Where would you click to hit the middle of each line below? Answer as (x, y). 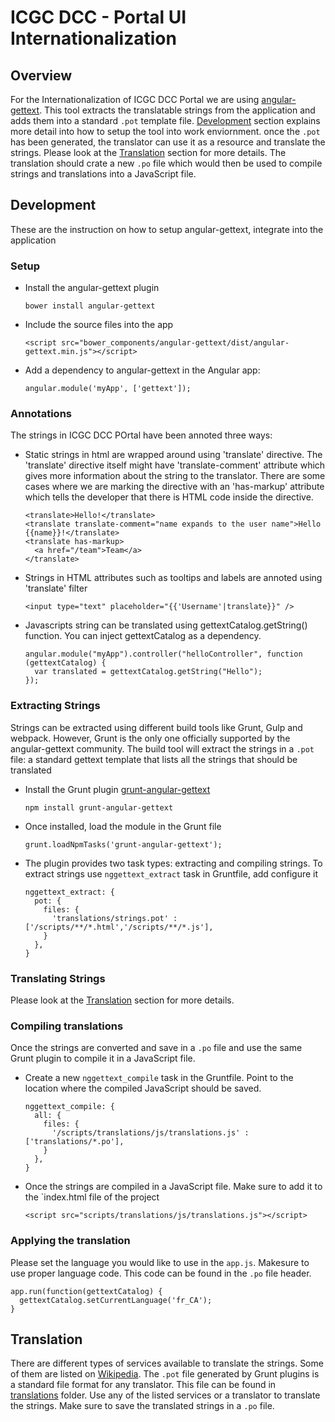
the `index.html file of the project (92, 1197)
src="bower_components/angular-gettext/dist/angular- (175, 343)
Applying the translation (70, 1241)
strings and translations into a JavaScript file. (103, 174)
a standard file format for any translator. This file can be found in (143, 1385)
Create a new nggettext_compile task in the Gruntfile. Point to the (159, 1078)
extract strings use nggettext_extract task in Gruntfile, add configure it (171, 873)
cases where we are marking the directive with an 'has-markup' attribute (174, 487)
